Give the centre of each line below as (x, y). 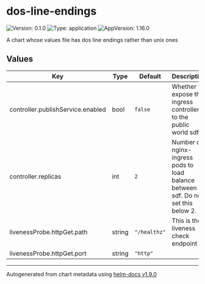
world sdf (185, 132)
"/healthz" (150, 232)
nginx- (182, 149)
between (184, 188)
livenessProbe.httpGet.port (48, 253)
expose (182, 94)
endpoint (185, 243)
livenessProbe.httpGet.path (49, 232)
